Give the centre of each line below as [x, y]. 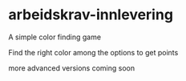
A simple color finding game [55, 37]
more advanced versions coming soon [71, 68]
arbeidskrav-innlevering [91, 15]
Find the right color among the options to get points [93, 52]
